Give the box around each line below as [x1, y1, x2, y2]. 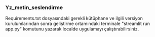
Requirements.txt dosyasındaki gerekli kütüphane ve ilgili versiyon [5, 15, 143, 21]
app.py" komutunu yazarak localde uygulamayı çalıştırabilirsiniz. [5, 26, 139, 32]
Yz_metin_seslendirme [5, 4, 63, 11]
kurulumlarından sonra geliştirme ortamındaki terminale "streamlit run [5, 20, 150, 26]
